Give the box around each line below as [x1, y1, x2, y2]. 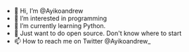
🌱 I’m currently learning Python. [13, 22, 106, 30]
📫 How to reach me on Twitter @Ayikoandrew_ [13, 37, 151, 45]
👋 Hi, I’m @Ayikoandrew [13, 7, 84, 15]
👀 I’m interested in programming [13, 14, 107, 22]
